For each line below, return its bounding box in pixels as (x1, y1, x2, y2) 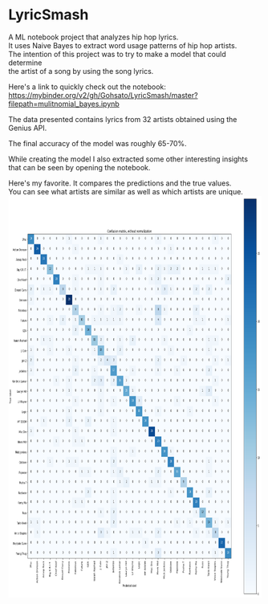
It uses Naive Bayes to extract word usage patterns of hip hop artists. (8, 40, 238, 50)
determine (8, 58, 43, 67)
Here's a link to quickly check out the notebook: (8, 82, 167, 92)
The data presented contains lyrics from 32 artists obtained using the (8, 114, 238, 124)
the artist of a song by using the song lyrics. (8, 66, 154, 75)
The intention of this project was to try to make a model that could (8, 49, 226, 59)
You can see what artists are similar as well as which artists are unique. (8, 186, 243, 196)
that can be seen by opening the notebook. (8, 162, 151, 172)
